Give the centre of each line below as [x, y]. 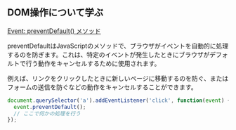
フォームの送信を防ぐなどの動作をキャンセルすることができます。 [103, 87]
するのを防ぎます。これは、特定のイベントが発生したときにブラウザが [109, 54]
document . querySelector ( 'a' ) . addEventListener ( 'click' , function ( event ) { [119, 100]
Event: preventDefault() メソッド [54, 31]
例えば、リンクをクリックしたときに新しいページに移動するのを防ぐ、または [118, 78]
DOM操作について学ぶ [55, 13]
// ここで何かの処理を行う [47, 113]
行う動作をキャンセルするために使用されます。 [93, 63]
